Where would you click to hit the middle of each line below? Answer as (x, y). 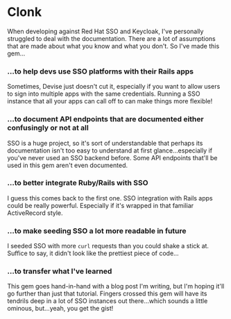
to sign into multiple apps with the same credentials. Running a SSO (104, 94)
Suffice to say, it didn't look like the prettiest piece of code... (93, 253)
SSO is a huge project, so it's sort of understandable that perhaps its (105, 143)
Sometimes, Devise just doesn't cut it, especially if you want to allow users (114, 87)
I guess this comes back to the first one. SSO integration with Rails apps (110, 198)
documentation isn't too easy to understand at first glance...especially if (110, 150)
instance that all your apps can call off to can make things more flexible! (110, 101)
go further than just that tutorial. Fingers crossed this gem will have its (107, 294)
